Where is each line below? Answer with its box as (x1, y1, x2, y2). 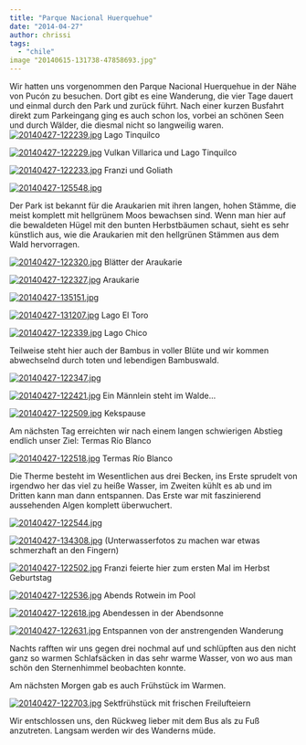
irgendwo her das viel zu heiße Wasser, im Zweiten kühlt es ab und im (9, 480, 272, 491)
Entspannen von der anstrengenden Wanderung (102, 625, 284, 635)
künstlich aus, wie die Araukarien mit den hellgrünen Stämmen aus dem (9, 229, 280, 240)
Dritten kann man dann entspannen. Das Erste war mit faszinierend (9, 490, 262, 500)
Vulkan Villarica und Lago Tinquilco (103, 147, 237, 158)
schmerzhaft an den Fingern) (9, 545, 120, 555)
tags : (9, 38, 30, 48)
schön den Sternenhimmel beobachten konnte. (9, 663, 186, 673)
